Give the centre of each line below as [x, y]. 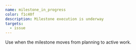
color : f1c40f [20, 14]
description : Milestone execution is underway [54, 19]
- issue [18, 28]
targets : [14, 24]
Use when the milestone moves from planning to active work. [68, 42]
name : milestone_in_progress [35, 10]
